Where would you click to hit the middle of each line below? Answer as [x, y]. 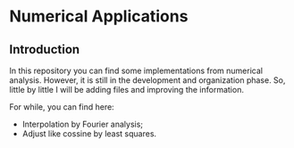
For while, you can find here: [62, 107]
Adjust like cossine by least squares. [89, 134]
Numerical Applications [99, 16]
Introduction [45, 49]
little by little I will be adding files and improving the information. [126, 90]
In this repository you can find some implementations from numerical [136, 70]
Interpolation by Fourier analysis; [83, 124]
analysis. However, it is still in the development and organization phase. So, [147, 80]
